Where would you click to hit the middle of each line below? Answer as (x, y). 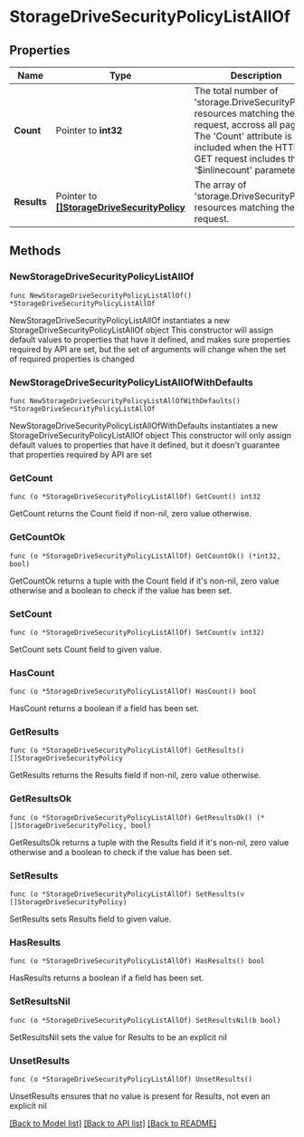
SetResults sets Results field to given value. (90, 919)
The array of (220, 185)
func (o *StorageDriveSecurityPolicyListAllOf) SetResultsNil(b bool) (145, 1020)
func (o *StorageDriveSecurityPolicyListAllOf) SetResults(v (127, 894)
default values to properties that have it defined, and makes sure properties (150, 339)
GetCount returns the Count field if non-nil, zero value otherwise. (130, 514)
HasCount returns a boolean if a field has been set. (104, 708)
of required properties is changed (72, 359)
